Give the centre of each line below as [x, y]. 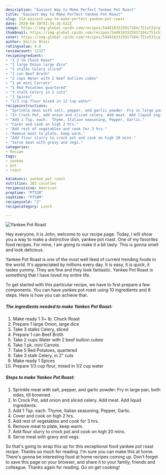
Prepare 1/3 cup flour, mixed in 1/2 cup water [58, 366]
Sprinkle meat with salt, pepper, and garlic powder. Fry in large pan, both [86, 390]
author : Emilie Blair [28, 42]
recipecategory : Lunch [29, 206]
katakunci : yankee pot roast [35, 179]
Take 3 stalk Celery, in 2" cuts [43, 356]
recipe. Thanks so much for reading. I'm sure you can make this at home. [80, 452]
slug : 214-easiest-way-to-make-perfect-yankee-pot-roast [65, 19]
